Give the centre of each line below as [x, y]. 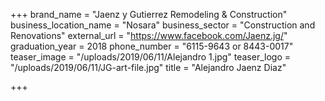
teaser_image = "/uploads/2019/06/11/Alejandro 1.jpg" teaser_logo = [150, 57]
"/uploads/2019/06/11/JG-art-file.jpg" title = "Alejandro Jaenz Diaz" [148, 67]
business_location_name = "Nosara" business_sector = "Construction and [163, 25]
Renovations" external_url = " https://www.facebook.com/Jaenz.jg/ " [149, 35]
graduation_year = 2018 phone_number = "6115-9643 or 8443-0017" [152, 46]
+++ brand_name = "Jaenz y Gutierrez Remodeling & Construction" [149, 14]
